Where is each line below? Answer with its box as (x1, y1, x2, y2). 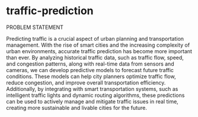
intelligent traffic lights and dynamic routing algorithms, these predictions (6, 92, 185, 99)
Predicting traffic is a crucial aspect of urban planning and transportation (6, 35, 184, 42)
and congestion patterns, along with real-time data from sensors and (6, 60, 174, 67)
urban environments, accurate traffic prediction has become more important (6, 47, 193, 54)
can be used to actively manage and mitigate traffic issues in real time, (6, 97, 179, 105)
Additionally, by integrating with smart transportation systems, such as (6, 85, 178, 92)
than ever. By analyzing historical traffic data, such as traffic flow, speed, (6, 54, 184, 61)
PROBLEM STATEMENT (6, 24, 64, 31)
